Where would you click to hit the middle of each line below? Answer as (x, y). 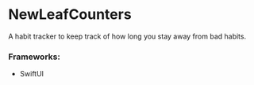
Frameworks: (35, 57)
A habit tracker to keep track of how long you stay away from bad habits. (127, 36)
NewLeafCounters (70, 15)
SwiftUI (32, 74)
